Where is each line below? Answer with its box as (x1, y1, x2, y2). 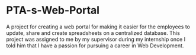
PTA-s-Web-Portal (6, 4, 99, 17)
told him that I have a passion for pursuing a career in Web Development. (6, 42, 184, 49)
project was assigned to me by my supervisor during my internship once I (6, 35, 185, 43)
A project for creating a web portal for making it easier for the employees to (6, 23, 191, 30)
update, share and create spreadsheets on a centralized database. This (6, 29, 181, 36)
